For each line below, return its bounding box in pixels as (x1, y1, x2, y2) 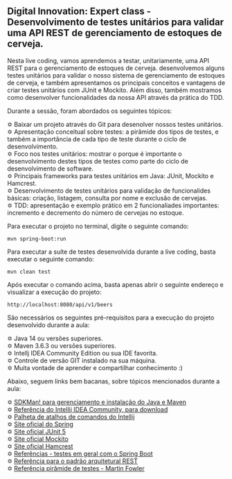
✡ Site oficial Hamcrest (7, 442, 73, 450)
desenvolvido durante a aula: (7, 320, 90, 329)
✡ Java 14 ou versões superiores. (7, 334, 103, 342)
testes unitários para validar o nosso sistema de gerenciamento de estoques (7, 71, 225, 79)
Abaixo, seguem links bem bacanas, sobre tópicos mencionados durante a (7, 377, 220, 385)
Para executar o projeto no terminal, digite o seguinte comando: (7, 222, 189, 230)
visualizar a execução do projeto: (7, 288, 102, 296)
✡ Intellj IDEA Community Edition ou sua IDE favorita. (7, 349, 158, 357)
